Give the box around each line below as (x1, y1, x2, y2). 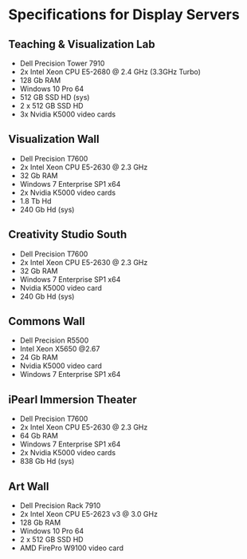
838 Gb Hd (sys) (19, 457, 75, 466)
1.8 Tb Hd (19, 196, 52, 205)
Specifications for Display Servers (8, 6, 241, 24)
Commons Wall (8, 315, 85, 328)
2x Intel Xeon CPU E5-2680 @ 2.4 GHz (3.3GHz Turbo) (19, 67, 202, 77)
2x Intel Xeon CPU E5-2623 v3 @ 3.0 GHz (19, 509, 158, 519)
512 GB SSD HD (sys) (19, 93, 90, 101)
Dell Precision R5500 (19, 335, 89, 345)
